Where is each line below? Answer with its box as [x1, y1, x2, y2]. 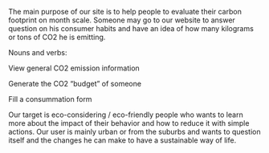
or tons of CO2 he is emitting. [8, 32, 106, 42]
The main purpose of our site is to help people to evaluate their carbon [8, 7, 243, 16]
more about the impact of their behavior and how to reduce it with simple [8, 119, 250, 127]
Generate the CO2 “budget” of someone [8, 79, 142, 88]
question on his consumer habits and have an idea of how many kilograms [8, 24, 255, 33]
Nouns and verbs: [8, 48, 67, 57]
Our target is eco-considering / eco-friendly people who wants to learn [8, 110, 243, 119]
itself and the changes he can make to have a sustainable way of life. [8, 135, 237, 145]
